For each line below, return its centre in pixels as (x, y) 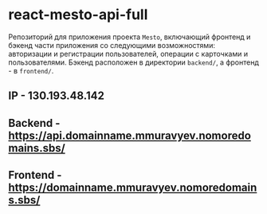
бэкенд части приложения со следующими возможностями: (112, 45)
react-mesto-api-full (78, 15)
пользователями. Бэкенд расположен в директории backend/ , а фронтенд (133, 62)
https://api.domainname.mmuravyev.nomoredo (130, 135)
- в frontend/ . (31, 70)
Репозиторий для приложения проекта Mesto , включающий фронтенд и (130, 37)
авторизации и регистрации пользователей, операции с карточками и (128, 53)
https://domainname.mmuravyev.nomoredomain (133, 188)
